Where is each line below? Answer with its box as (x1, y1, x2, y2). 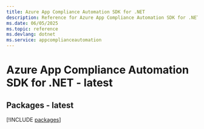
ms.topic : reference (6, 25, 59, 32)
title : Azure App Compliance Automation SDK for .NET (6, 8, 146, 15)
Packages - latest (6, 100, 74, 110)
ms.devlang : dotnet (6, 31, 56, 38)
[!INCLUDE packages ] (6, 116, 61, 123)
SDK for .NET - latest (6, 76, 114, 90)
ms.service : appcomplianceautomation (6, 37, 102, 43)
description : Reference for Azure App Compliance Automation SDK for (6, 15, 186, 21)
